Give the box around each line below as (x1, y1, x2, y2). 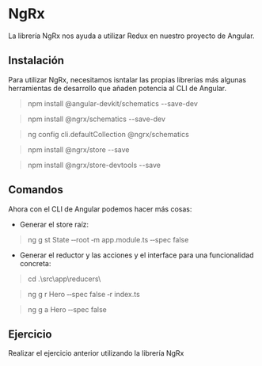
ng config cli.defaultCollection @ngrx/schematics (27, 129, 190, 139)
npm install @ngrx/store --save (27, 144, 130, 154)
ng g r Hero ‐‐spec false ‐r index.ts (27, 289, 140, 299)
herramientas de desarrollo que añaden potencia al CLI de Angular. (8, 83, 227, 93)
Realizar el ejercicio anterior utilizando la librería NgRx (8, 349, 184, 358)
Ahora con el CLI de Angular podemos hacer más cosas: (8, 204, 192, 214)
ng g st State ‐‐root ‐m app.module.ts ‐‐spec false (27, 234, 189, 244)
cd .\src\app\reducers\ (27, 274, 101, 284)
